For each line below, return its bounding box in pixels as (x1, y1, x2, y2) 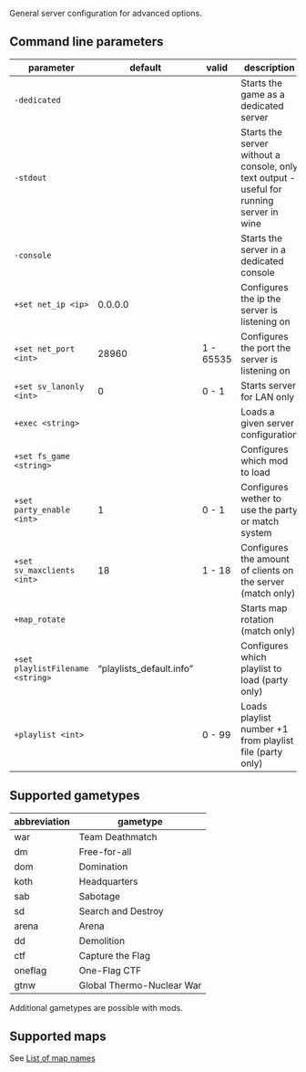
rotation (240, 613, 275, 625)
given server (240, 416, 294, 429)
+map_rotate (14, 614, 66, 625)
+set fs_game (14, 451, 71, 461)
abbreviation (14, 815, 71, 827)
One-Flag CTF (78, 963, 142, 976)
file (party (240, 745, 283, 758)
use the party (240, 503, 298, 516)
